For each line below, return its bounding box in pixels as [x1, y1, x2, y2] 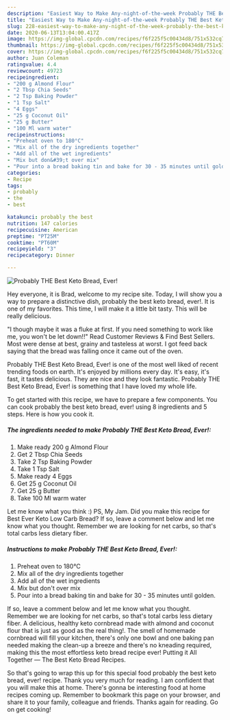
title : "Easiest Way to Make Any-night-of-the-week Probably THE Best [7, 16, 213, 23]
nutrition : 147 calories [7, 220, 78, 227]
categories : [7, 169, 41, 176]
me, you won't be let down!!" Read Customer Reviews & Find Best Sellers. [7, 333, 215, 340]
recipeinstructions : [7, 131, 66, 138]
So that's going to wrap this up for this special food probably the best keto [7, 669, 217, 677]
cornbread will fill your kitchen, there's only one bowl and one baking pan [7, 634, 214, 642]
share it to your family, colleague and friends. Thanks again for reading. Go [7, 697, 218, 706]
